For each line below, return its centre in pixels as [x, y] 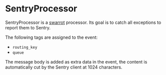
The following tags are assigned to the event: [52, 37]
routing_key [25, 47]
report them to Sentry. [28, 27]
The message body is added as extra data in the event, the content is [76, 62]
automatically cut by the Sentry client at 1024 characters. [64, 67]
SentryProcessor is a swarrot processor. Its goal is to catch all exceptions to [83, 22]
